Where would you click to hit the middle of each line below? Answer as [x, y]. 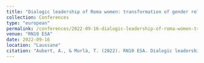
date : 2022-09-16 [28, 40]
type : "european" [28, 23]
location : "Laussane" [34, 46]
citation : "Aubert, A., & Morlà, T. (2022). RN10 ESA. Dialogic [89, 51]
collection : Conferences [38, 17]
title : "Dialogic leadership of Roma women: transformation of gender [97, 12]
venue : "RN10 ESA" [29, 34]
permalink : [20, 28]
